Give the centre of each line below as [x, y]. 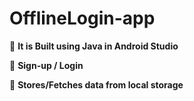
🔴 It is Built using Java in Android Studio [94, 46]
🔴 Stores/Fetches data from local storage [96, 84]
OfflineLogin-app [82, 18]
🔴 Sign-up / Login [46, 65]
